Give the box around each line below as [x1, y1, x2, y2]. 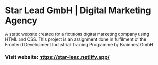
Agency [5, 15, 38, 26]
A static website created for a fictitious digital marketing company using [5, 31, 150, 37]
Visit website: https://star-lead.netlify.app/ [5, 53, 110, 60]
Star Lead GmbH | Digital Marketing [5, 5, 151, 16]
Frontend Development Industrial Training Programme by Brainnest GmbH [5, 41, 154, 47]
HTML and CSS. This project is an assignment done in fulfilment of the [5, 36, 147, 42]
